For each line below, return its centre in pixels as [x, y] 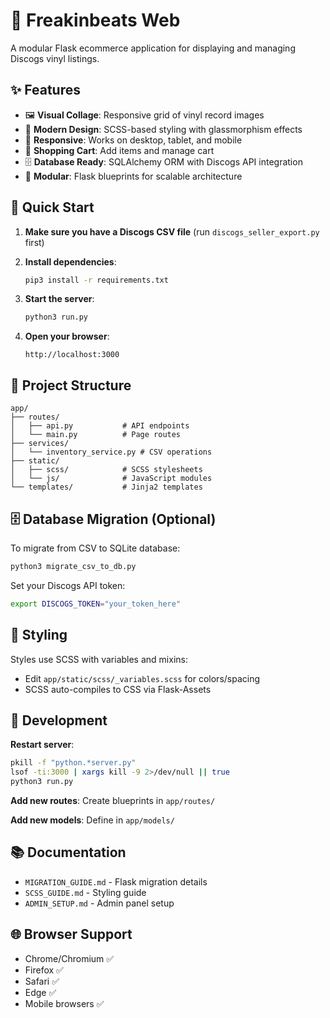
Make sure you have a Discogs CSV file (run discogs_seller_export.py [172, 231]
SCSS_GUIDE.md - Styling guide [85, 892]
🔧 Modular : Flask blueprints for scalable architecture [133, 176]
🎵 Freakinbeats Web [95, 20]
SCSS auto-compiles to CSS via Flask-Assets [118, 689]
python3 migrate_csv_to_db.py [73, 566]
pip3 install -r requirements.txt [96, 280]
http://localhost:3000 [72, 355]
